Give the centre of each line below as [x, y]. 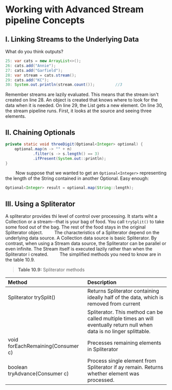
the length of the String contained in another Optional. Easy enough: [77, 178]
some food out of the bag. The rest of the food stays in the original [76, 227]
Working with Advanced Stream [74, 9]
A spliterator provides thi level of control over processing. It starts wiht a [81, 216]
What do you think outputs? [34, 52]
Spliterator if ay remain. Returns [125, 367]
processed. [101, 380]
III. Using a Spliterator [40, 204]
